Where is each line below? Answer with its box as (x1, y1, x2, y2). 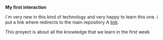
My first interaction (5, 4, 47, 10)
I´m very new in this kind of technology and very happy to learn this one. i (5, 14, 158, 19)
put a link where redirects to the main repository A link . (5, 19, 119, 25)
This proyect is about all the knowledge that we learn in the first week (5, 29, 150, 34)
